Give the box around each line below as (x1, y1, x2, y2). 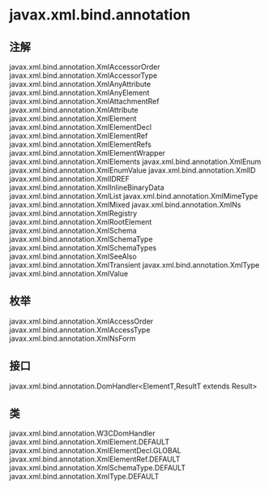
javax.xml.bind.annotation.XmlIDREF (9, 174, 130, 183)
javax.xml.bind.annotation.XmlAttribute (9, 105, 139, 114)
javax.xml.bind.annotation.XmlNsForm (9, 333, 136, 343)
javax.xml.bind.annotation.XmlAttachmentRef (9, 97, 160, 106)
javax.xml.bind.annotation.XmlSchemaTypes (9, 243, 157, 252)
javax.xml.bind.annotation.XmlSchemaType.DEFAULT (9, 463, 186, 473)
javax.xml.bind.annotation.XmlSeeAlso (9, 251, 137, 261)
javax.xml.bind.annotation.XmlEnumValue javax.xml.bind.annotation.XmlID (9, 165, 256, 175)
